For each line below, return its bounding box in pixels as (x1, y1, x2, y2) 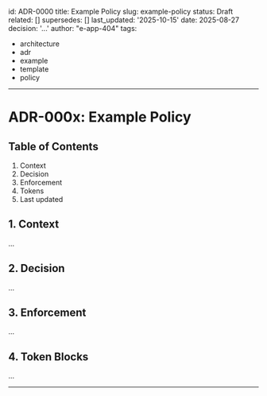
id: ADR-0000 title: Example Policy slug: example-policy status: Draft (8, 7, 234, 16)
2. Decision (8, 262, 65, 275)
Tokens (19, 186, 44, 196)
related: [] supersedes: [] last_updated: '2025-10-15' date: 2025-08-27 (8, 15, 240, 25)
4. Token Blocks (8, 350, 89, 363)
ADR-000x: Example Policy (8, 108, 192, 126)
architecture (19, 39, 60, 49)
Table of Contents (8, 139, 99, 153)
